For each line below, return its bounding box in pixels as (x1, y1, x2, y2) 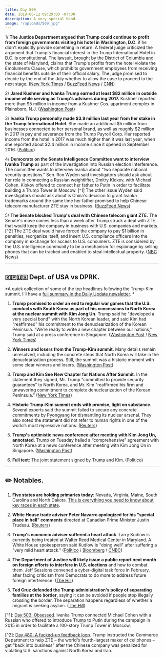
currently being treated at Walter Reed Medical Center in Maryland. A (12, 537, 151, 543)
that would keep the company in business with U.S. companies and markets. (5, 223, 159, 229)
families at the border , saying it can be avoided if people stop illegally (12, 592, 153, 598)
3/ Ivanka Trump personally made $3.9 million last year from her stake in (5, 115, 155, 121)
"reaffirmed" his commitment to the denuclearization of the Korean (12, 321, 147, 327)
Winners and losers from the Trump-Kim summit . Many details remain (12, 346, 156, 352)
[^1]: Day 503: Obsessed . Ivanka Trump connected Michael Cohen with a (5, 612, 151, 618)
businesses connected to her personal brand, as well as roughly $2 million (5, 126, 155, 132)
